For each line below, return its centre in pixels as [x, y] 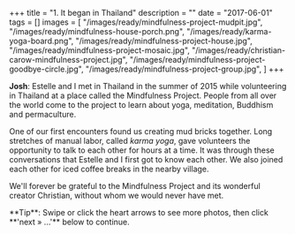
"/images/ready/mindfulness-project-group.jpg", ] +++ [185, 69]
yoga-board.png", [42, 41]
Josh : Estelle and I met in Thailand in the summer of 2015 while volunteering [148, 86]
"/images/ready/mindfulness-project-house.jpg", [164, 41]
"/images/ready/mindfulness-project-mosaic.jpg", [99, 50]
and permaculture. [43, 114]
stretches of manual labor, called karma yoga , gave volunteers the [130, 141]
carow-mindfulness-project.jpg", [68, 60]
